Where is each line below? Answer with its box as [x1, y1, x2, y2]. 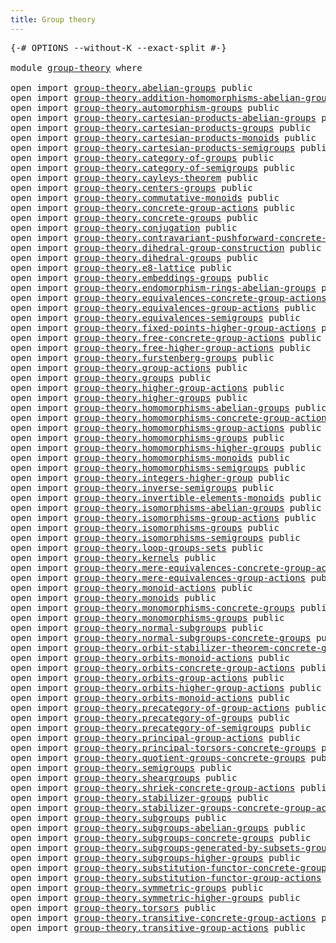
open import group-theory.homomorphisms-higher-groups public [10, 442, 322, 453]
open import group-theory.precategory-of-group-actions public [10, 702, 327, 713]
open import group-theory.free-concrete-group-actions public [10, 332, 322, 343]
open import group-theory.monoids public [10, 592, 217, 603]
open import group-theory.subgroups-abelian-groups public [10, 822, 307, 833]
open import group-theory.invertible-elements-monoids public [10, 492, 322, 503]
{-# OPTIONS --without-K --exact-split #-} [10, 42, 227, 53]
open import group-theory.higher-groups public [10, 392, 248, 403]
